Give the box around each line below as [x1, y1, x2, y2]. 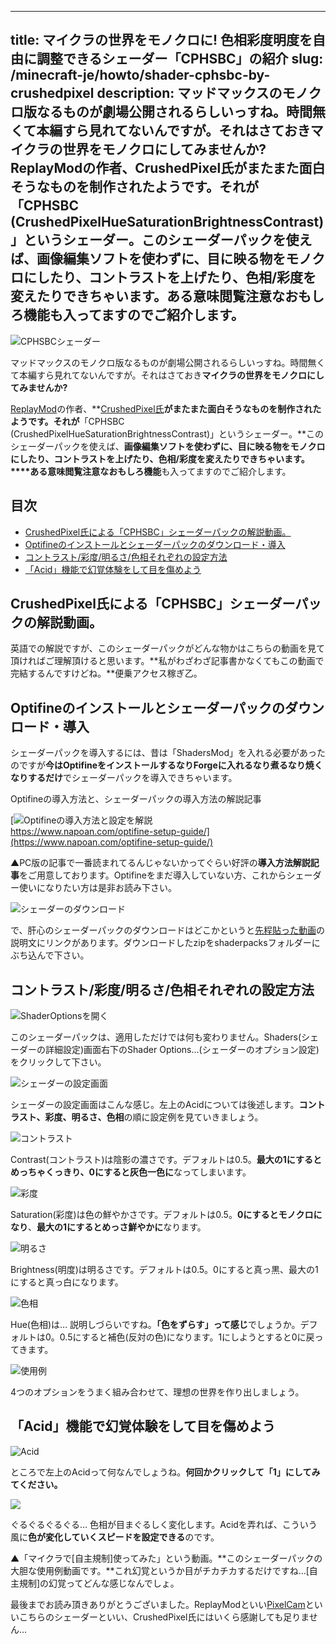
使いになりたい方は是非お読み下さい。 [18, 882, 177, 894]
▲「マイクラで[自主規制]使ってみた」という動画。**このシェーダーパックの [10, 1552, 323, 1564]
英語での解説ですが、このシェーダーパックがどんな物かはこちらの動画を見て [10, 642, 326, 655]
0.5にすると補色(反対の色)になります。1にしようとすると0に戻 [59, 1331, 315, 1343]
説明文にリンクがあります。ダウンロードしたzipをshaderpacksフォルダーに [10, 937, 321, 949]
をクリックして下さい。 [10, 1056, 107, 1068]
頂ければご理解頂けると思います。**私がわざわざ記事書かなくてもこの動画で [10, 655, 325, 667]
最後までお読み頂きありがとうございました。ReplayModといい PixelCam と [10, 1598, 315, 1610]
